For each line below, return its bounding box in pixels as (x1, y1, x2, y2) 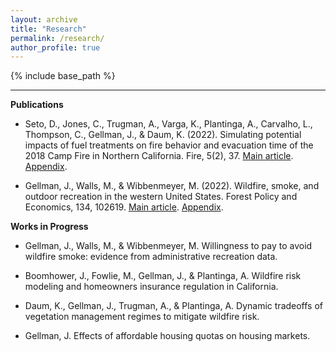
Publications (10, 99, 64, 111)
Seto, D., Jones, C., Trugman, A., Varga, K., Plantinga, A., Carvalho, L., (24, 118, 313, 130)
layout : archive (10, 14, 78, 25)
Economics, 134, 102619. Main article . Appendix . (24, 201, 224, 213)
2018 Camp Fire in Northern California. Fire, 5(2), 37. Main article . (24, 150, 294, 162)
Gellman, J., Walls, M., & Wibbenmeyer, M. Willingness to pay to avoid (24, 240, 313, 252)
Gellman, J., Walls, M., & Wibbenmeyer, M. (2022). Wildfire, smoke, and (24, 180, 320, 192)
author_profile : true (10, 42, 101, 53)
